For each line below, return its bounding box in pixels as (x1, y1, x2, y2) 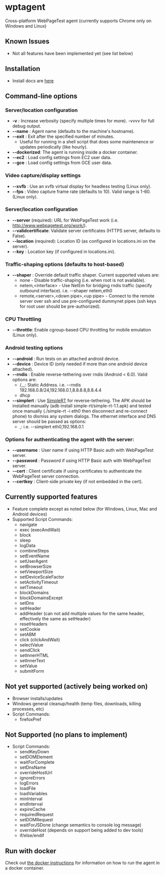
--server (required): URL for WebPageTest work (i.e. (12, 217, 119, 223)
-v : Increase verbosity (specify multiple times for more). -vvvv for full (12, 118, 155, 124)
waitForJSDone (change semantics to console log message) (19, 822, 142, 828)
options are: (12, 376, 37, 383)
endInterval (19, 801, 43, 807)
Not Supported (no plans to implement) (5, 731, 128, 739)
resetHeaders (19, 621, 48, 627)
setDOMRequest (19, 817, 53, 823)
